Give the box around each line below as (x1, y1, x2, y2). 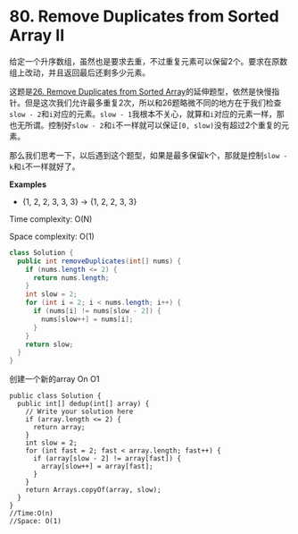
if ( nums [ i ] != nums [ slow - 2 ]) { (32, 307, 162, 316)
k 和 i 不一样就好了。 (9, 161, 80, 172)
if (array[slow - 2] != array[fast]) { (32, 454, 181, 463)
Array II (9, 25, 65, 46)
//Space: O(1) (9, 517, 62, 526)
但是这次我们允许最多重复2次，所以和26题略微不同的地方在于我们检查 (24, 97, 282, 108)
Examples (9, 179, 47, 190)
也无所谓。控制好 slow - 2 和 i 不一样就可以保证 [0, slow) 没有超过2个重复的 (9, 119, 282, 131)
